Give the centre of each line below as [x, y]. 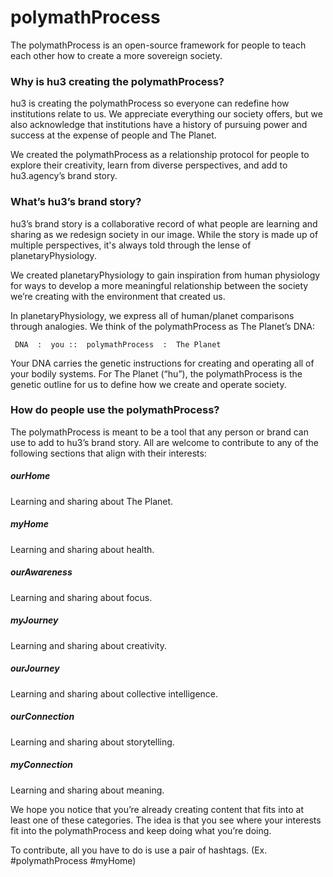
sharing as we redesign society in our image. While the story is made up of [164, 234]
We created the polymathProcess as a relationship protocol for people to [160, 155]
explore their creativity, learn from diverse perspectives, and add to [149, 165]
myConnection [42, 765]
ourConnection [42, 717]
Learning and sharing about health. [82, 549]
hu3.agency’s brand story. [64, 176]
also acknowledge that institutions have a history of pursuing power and [159, 125]
